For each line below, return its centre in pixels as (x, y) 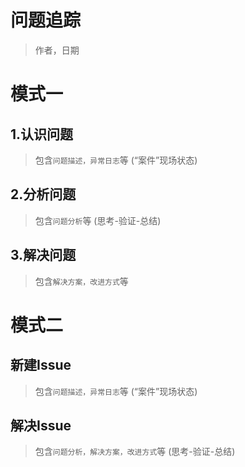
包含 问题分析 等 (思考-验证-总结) (98, 220)
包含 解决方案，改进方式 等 (81, 281)
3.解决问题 (43, 255)
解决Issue (41, 425)
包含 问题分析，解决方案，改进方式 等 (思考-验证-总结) (135, 452)
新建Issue (41, 365)
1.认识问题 (42, 134)
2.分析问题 (43, 194)
